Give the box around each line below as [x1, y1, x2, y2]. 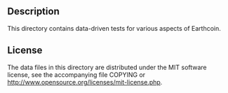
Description [7, 6, 60, 17]
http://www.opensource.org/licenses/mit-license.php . [7, 78, 163, 86]
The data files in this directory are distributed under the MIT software [7, 63, 207, 71]
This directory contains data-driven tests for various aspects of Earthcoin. [7, 24, 221, 32]
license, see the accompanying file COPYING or [7, 70, 146, 79]
